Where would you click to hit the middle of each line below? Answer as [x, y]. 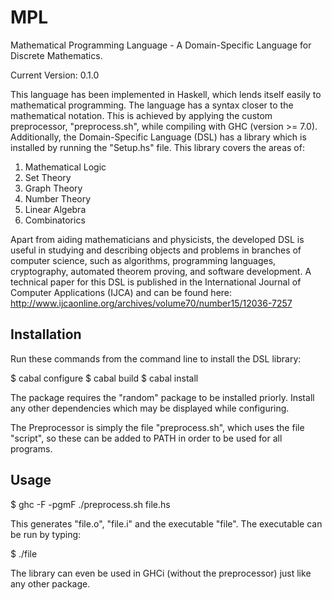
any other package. [50, 583]
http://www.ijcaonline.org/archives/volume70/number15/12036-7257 [151, 303]
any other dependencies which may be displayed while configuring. [150, 408]
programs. [31, 448]
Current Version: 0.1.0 [55, 75]
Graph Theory [53, 188]
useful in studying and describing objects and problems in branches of [156, 250]
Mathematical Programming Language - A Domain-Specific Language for [161, 45]
